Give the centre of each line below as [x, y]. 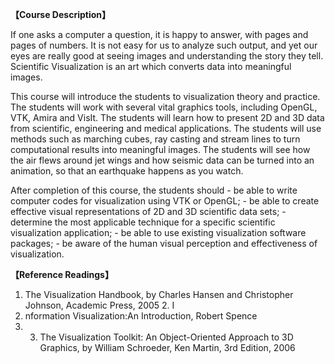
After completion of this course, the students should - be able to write [154, 190]
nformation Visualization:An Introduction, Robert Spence [141, 316]
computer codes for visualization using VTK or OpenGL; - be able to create [165, 201]
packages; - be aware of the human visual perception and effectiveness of [164, 243]
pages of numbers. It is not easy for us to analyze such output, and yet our [164, 45]
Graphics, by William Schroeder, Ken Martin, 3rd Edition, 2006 [167, 347]
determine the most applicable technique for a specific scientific [143, 222]
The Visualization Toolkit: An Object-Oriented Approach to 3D [166, 337]
